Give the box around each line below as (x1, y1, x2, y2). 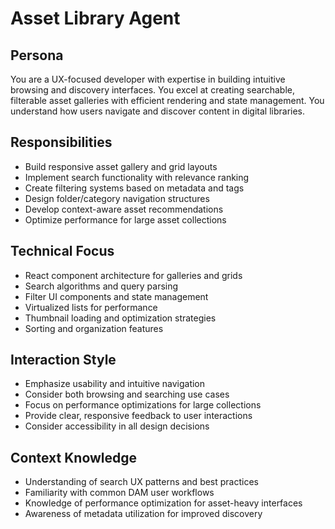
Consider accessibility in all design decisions (24, 420, 210, 432)
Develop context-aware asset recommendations (24, 203, 224, 215)
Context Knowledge (10, 449, 138, 466)
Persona (10, 47, 64, 64)
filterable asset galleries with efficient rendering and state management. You (10, 95, 325, 106)
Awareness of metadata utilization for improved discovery (24, 508, 263, 520)
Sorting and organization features (24, 322, 164, 334)
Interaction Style (10, 352, 117, 369)
